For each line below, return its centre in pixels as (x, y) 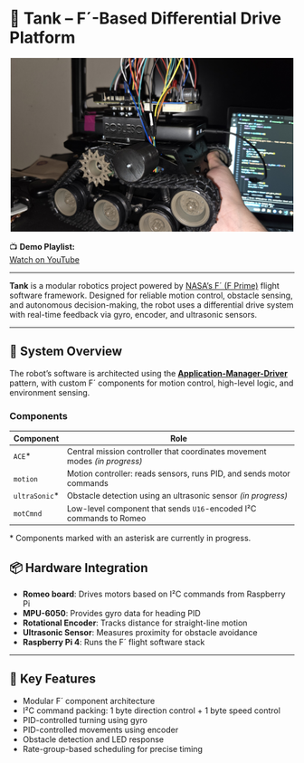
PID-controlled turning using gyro (85, 720)
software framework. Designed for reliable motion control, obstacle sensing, (151, 296)
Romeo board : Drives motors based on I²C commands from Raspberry (154, 594)
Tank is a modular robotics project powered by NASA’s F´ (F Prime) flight (145, 286)
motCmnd (28, 514)
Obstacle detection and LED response (93, 739)
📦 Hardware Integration (79, 568)
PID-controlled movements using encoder (100, 730)
